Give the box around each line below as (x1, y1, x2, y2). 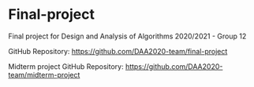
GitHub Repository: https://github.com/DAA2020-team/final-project (8, 46, 228, 56)
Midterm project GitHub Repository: (8, 61, 124, 71)
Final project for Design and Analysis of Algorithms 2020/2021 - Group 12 (8, 31, 247, 41)
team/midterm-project (8, 70, 80, 79)
